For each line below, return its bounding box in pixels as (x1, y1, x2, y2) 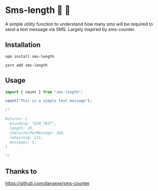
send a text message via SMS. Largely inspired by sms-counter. (5, 26, 136, 32)
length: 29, (9, 126, 35, 131)
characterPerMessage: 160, (9, 130, 66, 135)
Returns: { (5, 117, 28, 122)
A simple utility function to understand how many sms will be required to (5, 21, 153, 27)
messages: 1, (9, 140, 37, 145)
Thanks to (5, 167, 37, 176)
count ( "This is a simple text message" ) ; (5, 98, 92, 104)
